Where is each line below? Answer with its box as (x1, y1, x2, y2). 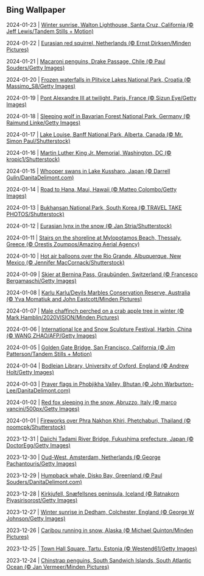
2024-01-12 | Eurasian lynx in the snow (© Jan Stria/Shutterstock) (6, 222, 172, 229)
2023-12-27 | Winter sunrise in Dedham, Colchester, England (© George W (6, 508, 194, 516)
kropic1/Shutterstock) (6, 155, 60, 163)
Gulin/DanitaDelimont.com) (6, 174, 74, 181)
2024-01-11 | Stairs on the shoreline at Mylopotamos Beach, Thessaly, (6, 234, 182, 241)
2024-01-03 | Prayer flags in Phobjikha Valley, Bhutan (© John (6, 380, 163, 388)
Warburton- (164, 380, 194, 388)
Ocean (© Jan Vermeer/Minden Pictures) (6, 563, 110, 571)
